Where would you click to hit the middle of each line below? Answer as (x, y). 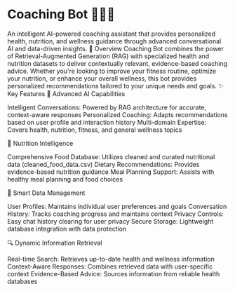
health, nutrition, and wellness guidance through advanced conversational (114, 41)
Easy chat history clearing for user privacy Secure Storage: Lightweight (110, 221)
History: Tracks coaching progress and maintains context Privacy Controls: (116, 214)
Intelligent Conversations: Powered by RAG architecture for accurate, (107, 107)
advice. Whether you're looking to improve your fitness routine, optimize (112, 71)
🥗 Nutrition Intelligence (40, 143)
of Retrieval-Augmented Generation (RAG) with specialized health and (108, 56)
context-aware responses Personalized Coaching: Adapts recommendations (117, 114)
